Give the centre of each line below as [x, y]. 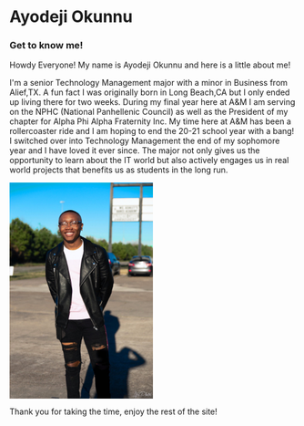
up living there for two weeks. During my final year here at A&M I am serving [152, 102]
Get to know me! [46, 46]
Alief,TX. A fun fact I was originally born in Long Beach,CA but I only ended [150, 92]
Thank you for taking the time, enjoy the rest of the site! [114, 411]
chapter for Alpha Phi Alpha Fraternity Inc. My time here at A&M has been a [150, 121]
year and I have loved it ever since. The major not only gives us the [135, 151]
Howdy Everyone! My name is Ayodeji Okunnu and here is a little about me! [150, 65]
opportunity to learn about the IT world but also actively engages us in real [149, 161]
